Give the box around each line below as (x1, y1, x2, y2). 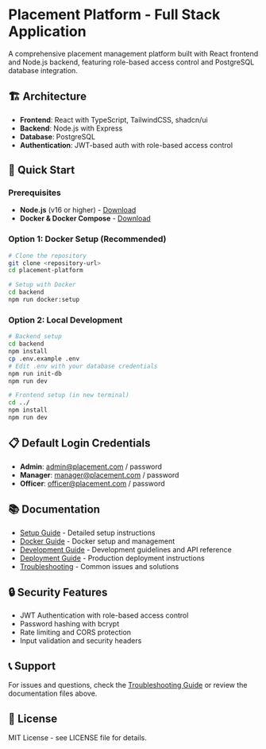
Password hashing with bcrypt (19, 619, 120, 629)
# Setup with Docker (8, 281, 77, 289)
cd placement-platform (8, 267, 83, 275)
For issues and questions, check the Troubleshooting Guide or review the (8, 681, 248, 690)
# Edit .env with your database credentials (8, 362, 158, 370)
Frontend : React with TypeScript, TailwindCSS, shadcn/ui (19, 115, 208, 124)
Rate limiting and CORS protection (19, 627, 132, 638)
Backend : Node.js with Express (19, 123, 123, 133)
